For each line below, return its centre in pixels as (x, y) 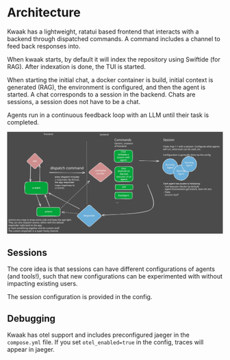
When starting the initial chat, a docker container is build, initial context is (110, 79)
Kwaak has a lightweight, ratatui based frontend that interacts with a (103, 31)
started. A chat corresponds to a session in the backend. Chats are (101, 94)
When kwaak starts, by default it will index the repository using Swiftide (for (114, 59)
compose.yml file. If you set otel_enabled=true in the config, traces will (105, 342)
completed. (23, 122)
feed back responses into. (44, 46)
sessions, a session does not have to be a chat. (74, 101)
